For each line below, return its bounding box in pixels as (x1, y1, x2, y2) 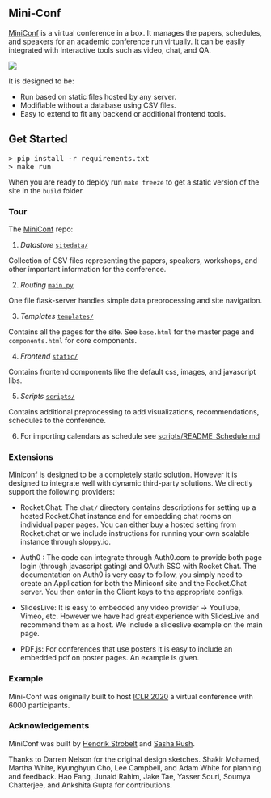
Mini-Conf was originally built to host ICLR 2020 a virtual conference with (8, 691, 253, 701)
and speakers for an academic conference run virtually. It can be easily (8, 36, 245, 46)
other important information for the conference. (8, 264, 167, 274)
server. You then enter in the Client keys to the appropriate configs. (19, 587, 244, 597)
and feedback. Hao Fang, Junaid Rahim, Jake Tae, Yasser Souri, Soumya (8, 771, 251, 781)
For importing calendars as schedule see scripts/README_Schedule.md (19, 431, 260, 440)
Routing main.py (19, 279, 74, 290)
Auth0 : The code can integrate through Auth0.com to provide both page (19, 553, 263, 562)
